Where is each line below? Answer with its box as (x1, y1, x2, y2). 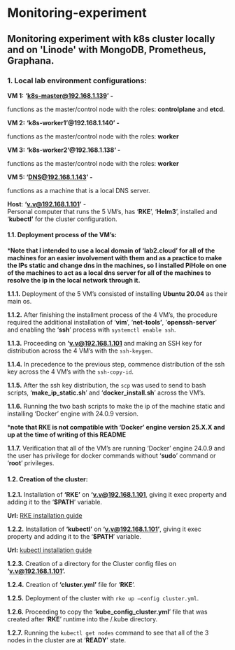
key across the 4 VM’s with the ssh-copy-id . (7, 367, 134, 376)
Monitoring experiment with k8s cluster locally (7, 33, 215, 45)
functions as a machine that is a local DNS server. (7, 186, 150, 195)
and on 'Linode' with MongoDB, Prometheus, (7, 43, 206, 55)
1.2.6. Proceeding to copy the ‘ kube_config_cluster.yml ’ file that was (7, 607, 208, 616)
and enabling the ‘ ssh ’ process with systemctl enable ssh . (7, 325, 176, 334)
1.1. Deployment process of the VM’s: (7, 231, 117, 239)
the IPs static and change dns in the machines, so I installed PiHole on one (7, 261, 227, 270)
